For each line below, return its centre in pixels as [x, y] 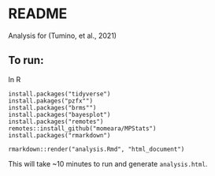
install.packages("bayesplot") [59, 114]
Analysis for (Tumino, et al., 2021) [62, 36]
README [38, 14]
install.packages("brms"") [52, 107]
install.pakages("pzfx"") [50, 101]
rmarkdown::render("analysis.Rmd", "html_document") [96, 149]
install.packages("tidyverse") [59, 94]
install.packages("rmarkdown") [59, 135]
